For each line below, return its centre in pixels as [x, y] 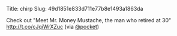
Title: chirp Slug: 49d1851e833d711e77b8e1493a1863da [75, 9]
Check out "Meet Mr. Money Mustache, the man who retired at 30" [89, 20]
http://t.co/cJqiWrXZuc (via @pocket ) [53, 27]
